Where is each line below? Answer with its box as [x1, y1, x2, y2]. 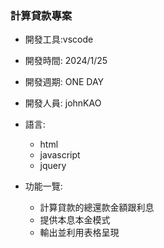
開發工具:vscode [24, 33, 94, 46]
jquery [39, 160, 67, 172]
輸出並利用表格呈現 [39, 227, 120, 239]
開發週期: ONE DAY [24, 76, 105, 88]
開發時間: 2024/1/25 [24, 55, 108, 67]
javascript [39, 149, 81, 161]
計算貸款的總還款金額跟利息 [39, 202, 155, 214]
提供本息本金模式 [39, 214, 111, 226]
